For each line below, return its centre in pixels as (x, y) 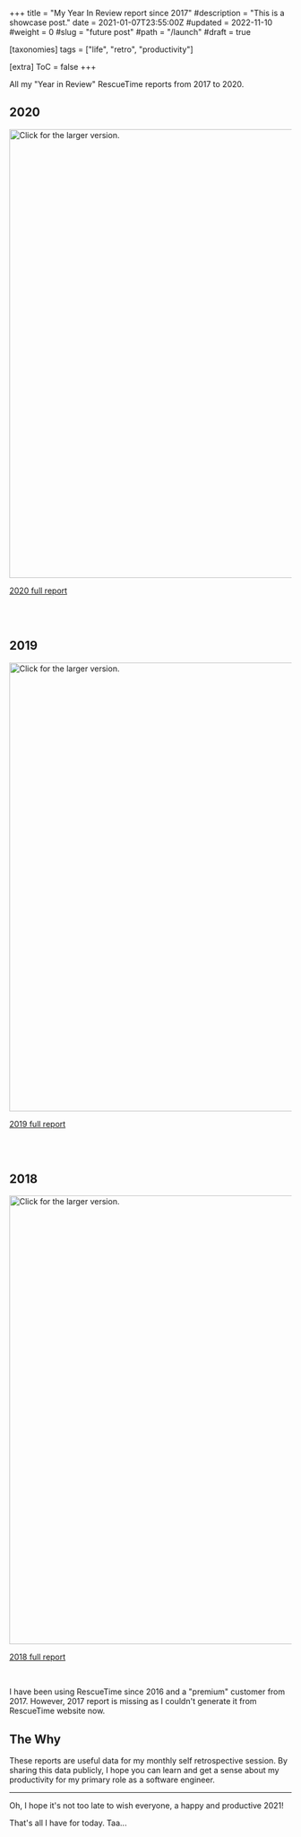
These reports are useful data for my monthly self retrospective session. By (149, 1761)
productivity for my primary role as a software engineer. (112, 1780)
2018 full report (38, 1657)
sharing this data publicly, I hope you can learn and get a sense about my (144, 1771)
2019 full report (38, 1124)
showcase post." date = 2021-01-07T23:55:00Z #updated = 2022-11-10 (141, 22)
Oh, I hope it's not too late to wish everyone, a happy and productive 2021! (146, 1806)
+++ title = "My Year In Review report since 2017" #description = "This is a (147, 13)
